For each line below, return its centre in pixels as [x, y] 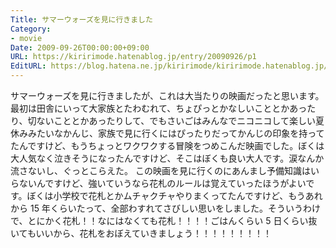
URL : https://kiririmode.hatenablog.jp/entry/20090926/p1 [133, 57]
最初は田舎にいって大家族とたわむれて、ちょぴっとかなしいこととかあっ [159, 108]
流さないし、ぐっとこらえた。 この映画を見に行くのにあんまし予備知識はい [165, 170]
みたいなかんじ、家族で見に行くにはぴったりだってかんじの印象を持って [176, 133]
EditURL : [28, 66]
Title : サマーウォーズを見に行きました [81, 19]
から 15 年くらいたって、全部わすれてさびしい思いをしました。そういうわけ [166, 208]
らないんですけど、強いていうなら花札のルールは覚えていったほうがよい [158, 183]
